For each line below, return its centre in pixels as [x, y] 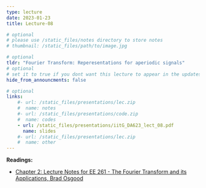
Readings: [20, 160]
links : [15, 97]
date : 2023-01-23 [29, 18]
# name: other [37, 143]
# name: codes [37, 119]
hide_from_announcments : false [46, 80]
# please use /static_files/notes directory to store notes [85, 41]
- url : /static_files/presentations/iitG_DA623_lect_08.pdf [96, 125]
